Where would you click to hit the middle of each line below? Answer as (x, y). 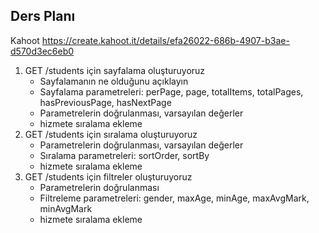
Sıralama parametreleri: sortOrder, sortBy (124, 155)
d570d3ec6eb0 (42, 51)
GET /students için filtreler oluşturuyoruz (108, 176)
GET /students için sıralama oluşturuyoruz (111, 134)
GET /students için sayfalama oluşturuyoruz (115, 70)
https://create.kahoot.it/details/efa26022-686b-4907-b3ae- (165, 40)
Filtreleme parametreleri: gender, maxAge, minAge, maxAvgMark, (174, 198)
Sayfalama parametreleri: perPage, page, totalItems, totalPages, (171, 91)
